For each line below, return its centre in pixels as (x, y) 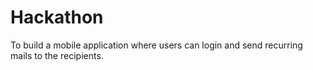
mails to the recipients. (57, 55)
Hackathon (57, 17)
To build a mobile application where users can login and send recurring (156, 45)
